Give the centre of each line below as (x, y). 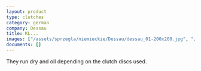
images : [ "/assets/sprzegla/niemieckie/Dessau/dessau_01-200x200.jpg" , (97, 39)
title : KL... (22, 34)
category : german (28, 22)
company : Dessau (26, 28)
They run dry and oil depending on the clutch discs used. (77, 61)
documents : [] (24, 45)
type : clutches (25, 17)
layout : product (26, 12)
